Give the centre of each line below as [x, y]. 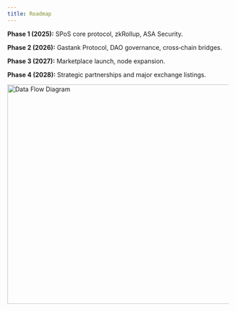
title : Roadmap [29, 14]
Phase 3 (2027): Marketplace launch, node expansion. [86, 61]
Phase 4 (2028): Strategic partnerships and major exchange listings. [107, 74]
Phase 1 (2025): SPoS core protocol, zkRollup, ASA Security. [95, 34]
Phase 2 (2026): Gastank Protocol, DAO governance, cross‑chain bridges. [115, 47]
